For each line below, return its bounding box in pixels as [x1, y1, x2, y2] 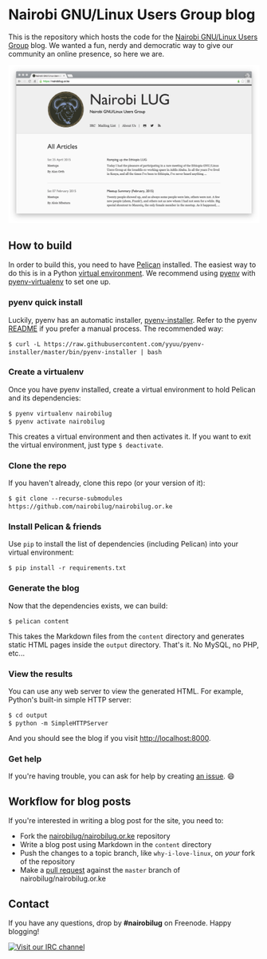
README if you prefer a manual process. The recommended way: [8, 324, 224, 333]
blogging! [8, 926, 40, 936]
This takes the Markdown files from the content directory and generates [8, 631, 245, 641]
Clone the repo [8, 460, 67, 471]
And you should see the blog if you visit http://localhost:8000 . [8, 734, 211, 742]
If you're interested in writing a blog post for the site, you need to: [8, 816, 224, 826]
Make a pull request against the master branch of [19, 865, 181, 875]
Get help [8, 753, 42, 764]
